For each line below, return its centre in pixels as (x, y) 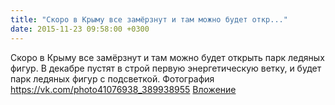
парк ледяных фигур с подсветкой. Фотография (112, 78)
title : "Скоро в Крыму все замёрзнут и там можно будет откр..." (149, 19)
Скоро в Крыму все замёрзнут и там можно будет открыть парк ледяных (167, 57)
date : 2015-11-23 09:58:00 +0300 (80, 29)
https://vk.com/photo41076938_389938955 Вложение (123, 89)
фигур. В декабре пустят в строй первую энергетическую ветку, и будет (166, 68)
